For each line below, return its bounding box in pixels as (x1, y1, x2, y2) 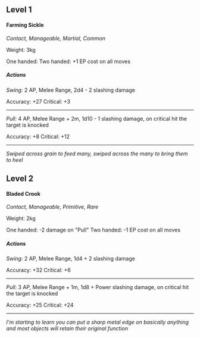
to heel (6, 156, 23, 163)
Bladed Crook (6, 190, 40, 197)
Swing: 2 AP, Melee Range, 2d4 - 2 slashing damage (6, 86, 136, 93)
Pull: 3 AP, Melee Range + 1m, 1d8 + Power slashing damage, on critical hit (6, 284, 189, 291)
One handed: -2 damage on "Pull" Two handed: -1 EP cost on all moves (6, 226, 180, 234)
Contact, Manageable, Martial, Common (6, 35, 106, 42)
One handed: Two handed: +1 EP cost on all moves (6, 58, 131, 65)
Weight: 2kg (6, 215, 36, 222)
